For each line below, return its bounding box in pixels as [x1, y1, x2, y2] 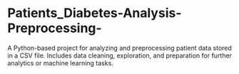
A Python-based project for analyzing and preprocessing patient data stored [7, 43, 232, 52]
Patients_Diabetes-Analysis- [7, 5, 182, 21]
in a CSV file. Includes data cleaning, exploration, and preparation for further [7, 51, 232, 60]
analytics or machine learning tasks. [7, 58, 114, 67]
